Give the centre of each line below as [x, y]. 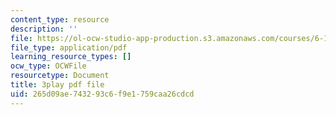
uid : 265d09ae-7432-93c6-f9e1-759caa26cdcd [102, 94]
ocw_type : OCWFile [48, 66]
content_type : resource [60, 19]
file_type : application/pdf [69, 47]
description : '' [44, 29]
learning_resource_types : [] [71, 57]
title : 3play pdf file [57, 85]
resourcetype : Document [60, 76]
